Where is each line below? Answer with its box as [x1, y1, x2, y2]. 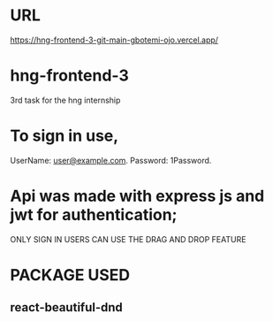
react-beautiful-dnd [10, 300, 123, 315]
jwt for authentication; [10, 205, 178, 225]
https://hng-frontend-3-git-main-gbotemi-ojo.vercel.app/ [10, 34, 219, 45]
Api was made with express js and [10, 187, 265, 206]
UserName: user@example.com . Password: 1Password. [10, 155, 212, 165]
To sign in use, [10, 126, 119, 146]
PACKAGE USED [10, 264, 131, 285]
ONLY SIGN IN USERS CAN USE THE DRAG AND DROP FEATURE [10, 233, 246, 244]
